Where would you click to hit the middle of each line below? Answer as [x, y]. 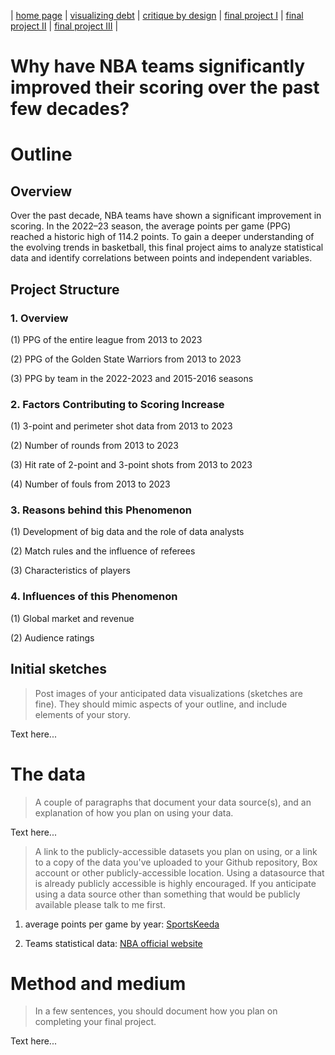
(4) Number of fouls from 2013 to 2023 [90, 484]
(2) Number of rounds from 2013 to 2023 [94, 446]
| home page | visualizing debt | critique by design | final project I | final [157, 15]
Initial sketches [59, 669]
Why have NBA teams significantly [158, 66]
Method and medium [98, 983]
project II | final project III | [64, 26]
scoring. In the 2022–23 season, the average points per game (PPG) [151, 226]
